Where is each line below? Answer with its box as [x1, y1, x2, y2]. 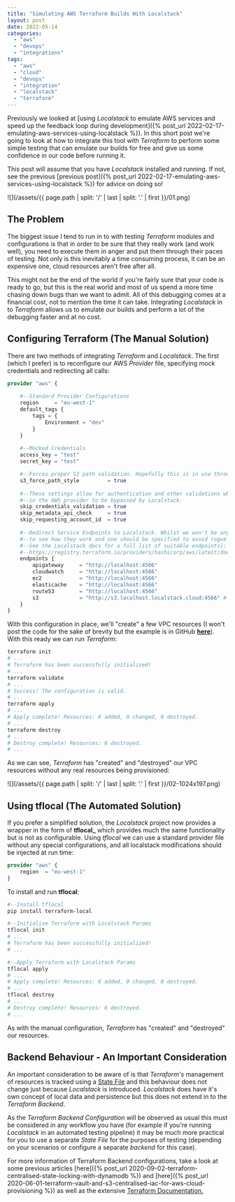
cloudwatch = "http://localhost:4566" [32, 568, 158, 575]
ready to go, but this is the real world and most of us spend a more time [7, 283, 213, 291]
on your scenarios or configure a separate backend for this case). [7, 1142, 197, 1152]
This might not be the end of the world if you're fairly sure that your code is [7, 275, 224, 284]
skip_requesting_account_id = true [20, 516, 127, 524]
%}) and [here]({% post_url [130, 1171, 208, 1180]
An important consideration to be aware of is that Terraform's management [7, 1070, 224, 1078]
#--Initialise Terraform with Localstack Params [7, 920, 152, 928]
